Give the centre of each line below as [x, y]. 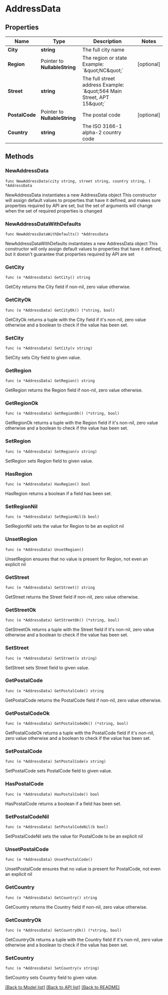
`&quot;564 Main [102, 91]
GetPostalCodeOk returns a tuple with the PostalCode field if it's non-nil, [80, 733]
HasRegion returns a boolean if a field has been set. [58, 494]
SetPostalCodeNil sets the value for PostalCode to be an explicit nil [74, 836]
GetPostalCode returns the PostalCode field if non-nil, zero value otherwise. [83, 700]
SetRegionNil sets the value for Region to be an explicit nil [64, 526]
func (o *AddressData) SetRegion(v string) [51, 452]
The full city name [103, 50]
